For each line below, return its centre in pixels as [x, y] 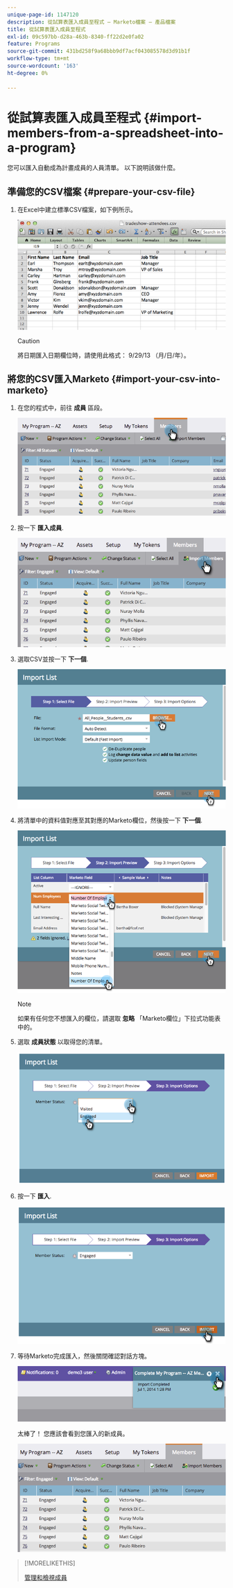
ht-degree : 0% [28, 73]
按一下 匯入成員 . [40, 528]
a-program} [42, 147]
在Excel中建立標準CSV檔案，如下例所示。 [77, 210]
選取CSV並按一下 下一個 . [53, 659]
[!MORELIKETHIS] [50, 1563]
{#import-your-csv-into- [166, 379]
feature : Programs [34, 44]
